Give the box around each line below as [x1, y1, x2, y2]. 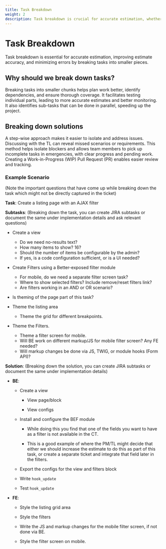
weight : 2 [5, 12, 26, 17]
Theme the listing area [12, 304, 58, 310]
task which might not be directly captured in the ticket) [5, 190, 117, 196]
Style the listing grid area [19, 504, 71, 510]
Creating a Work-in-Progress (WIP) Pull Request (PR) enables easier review [5, 156, 159, 162]
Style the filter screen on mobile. [19, 539, 86, 545]
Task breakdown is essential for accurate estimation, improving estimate [5, 54, 152, 60]
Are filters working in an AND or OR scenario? [19, 285, 113, 291]
